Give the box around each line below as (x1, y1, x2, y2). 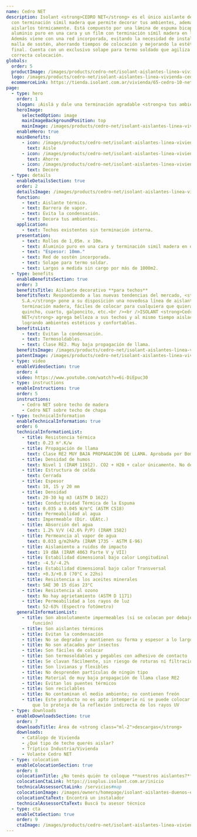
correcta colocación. (11, 52, 64, 58)
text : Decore (27, 167, 59, 173)
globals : (6, 58, 28, 63)
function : (16, 194, 41, 200)
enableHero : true (16, 129, 59, 135)
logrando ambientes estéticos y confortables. (21, 320, 138, 326)
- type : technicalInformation (11, 412, 85, 419)
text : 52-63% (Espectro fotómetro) (27, 604, 114, 610)
